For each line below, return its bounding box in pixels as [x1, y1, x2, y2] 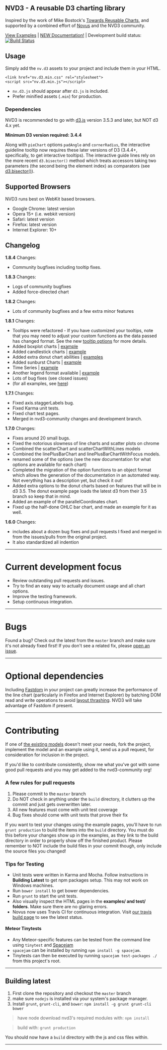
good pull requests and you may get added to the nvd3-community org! [5, 767, 152, 773]
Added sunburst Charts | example [12, 359, 82, 365]
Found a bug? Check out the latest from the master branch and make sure [5, 637, 156, 643]
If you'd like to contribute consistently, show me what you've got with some [5, 762, 160, 768]
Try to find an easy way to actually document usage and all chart [12, 583, 145, 589]
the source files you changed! [5, 848, 66, 854]
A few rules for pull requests [5, 779, 76, 786]
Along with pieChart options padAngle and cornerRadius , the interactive [5, 142, 150, 148]
